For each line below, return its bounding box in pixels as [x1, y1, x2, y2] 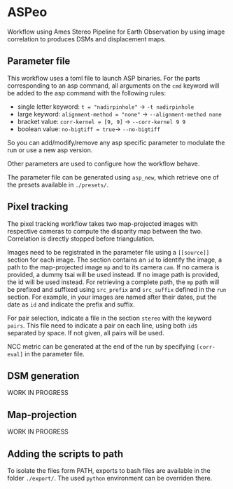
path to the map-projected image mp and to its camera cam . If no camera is [7, 262, 220, 271]
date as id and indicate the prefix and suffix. [7, 300, 135, 309]
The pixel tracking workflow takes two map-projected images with [7, 219, 198, 228]
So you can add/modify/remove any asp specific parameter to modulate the [7, 138, 225, 147]
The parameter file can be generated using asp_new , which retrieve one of [7, 173, 219, 181]
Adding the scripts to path [7, 448, 124, 460]
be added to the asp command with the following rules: [7, 88, 167, 97]
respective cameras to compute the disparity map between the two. [7, 227, 203, 235]
